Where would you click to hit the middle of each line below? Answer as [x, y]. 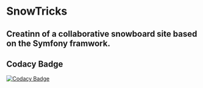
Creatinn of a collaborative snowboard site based [102, 34]
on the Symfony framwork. [59, 43]
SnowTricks [37, 11]
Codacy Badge [35, 64]
